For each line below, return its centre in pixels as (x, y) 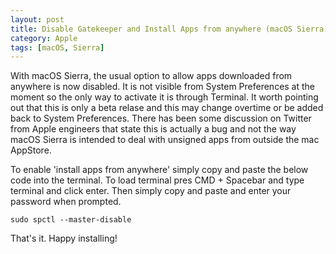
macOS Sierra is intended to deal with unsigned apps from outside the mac (165, 140)
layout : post (37, 19)
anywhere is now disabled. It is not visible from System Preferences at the (163, 87)
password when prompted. (66, 202)
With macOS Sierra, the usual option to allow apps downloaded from (151, 76)
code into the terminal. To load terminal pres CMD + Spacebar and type (157, 180)
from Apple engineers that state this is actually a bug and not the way (153, 129)
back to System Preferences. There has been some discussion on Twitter (161, 118)
